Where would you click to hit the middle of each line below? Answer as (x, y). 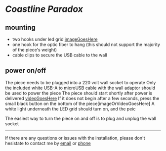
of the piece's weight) (35, 50)
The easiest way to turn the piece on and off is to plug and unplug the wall (81, 118)
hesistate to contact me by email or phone (48, 143)
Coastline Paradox (44, 9)
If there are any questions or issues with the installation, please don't (75, 138)
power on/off (26, 71)
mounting (20, 27)
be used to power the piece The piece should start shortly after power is (79, 93)
